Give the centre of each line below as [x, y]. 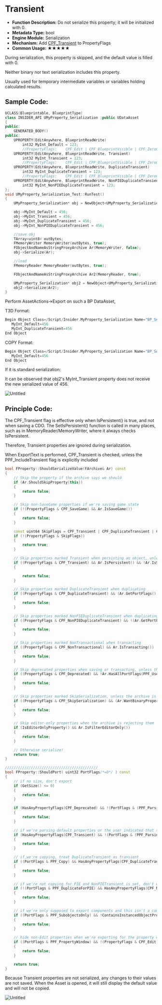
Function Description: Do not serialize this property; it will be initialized [83, 22]
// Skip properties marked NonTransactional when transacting [77, 643]
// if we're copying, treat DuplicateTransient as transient [76, 857]
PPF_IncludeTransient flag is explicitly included [51, 460]
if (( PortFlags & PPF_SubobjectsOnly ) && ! [58, 915]
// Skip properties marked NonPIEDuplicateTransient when [73, 616]
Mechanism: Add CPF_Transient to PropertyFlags [61, 43]
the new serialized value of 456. [37, 384]
